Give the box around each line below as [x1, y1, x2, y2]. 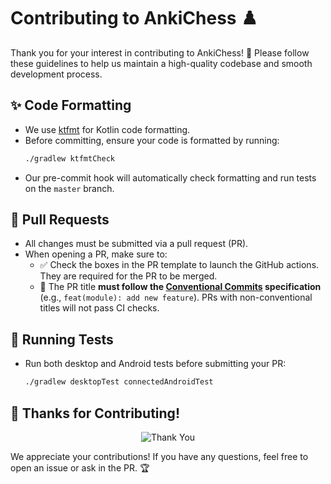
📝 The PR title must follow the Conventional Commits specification [39, 281, 322, 293]
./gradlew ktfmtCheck [24, 153, 115, 164]
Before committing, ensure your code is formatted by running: [24, 134, 280, 146]
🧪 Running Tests [10, 331, 114, 348]
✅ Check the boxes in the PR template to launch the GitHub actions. [39, 259, 320, 271]
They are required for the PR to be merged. [39, 270, 218, 282]
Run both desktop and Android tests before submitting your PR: [24, 358, 287, 370]
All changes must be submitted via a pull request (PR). [24, 238, 249, 250]
